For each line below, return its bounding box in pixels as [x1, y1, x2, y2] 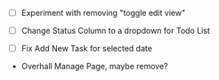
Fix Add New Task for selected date [20, 44, 153, 54]
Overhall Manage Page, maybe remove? [20, 61, 168, 72]
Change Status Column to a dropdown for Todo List [20, 26, 210, 36]
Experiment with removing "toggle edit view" [20, 8, 186, 18]
